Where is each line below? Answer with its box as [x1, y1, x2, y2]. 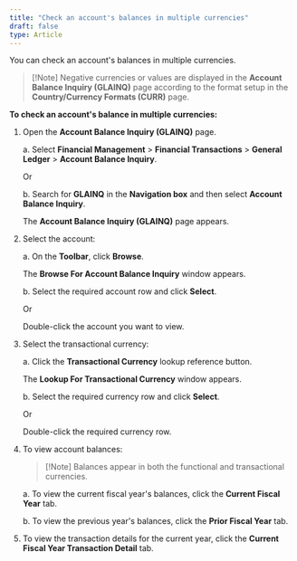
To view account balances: [22, 444, 123, 455]
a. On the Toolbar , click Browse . [22, 251, 145, 262]
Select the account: [22, 233, 96, 244]
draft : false [9, 22, 59, 31]
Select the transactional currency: [22, 338, 149, 349]
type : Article [9, 30, 63, 39]
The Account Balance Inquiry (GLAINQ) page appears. [22, 216, 229, 227]
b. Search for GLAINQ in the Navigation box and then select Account [22, 189, 283, 200]
